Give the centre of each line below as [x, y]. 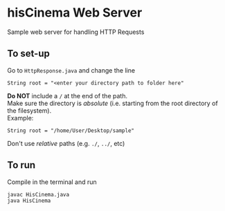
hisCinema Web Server [75, 13]
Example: [20, 118]
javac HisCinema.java [38, 194]
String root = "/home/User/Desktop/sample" [71, 130]
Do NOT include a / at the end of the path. [67, 95]
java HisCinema [29, 201]
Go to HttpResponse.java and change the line [71, 70]
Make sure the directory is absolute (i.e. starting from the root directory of [112, 103]
